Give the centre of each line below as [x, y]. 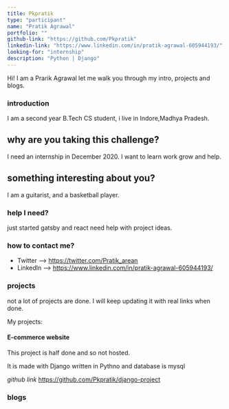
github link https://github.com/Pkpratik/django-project [84, 379]
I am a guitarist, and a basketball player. [63, 194]
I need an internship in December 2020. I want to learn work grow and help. [114, 157]
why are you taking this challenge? [83, 140]
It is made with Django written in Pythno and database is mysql [96, 366]
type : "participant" [37, 20]
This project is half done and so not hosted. [69, 352]
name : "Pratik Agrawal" [41, 26]
